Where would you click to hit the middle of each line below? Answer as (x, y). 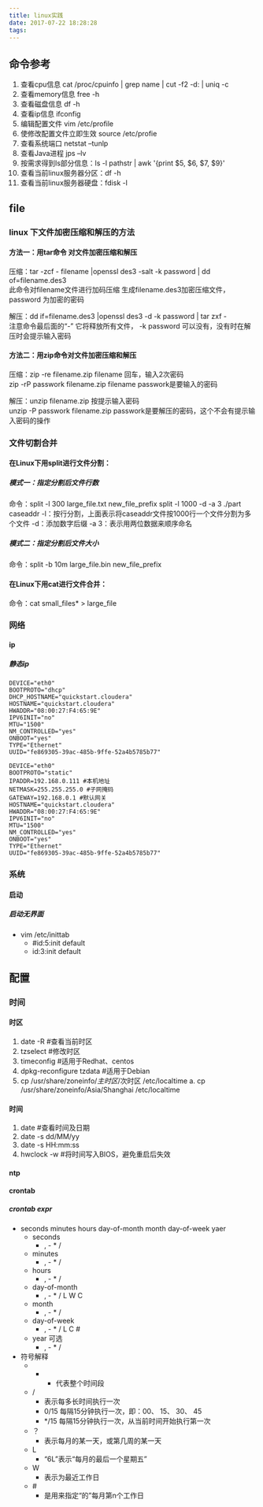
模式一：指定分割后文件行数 (54, 483)
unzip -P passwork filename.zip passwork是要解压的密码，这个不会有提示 (129, 410)
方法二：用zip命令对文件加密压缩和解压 (73, 355)
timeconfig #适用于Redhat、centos (77, 1061)
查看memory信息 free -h (60, 95)
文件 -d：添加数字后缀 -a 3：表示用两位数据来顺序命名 (104, 524)
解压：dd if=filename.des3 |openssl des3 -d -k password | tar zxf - (118, 316)
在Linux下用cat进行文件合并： (58, 584)
